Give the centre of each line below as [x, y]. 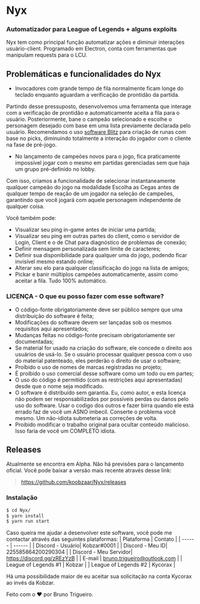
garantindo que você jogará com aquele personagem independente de [94, 200]
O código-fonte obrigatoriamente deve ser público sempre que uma [99, 310]
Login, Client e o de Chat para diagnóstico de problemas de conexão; [101, 243]
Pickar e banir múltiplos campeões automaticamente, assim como [96, 275]
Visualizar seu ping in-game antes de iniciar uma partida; [85, 230]
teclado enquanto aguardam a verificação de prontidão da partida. [97, 95]
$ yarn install [25, 516]
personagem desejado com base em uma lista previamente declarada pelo [98, 126]
